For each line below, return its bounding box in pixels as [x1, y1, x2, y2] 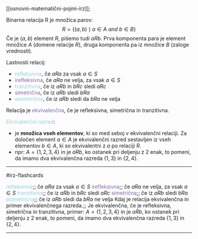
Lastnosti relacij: [6, 59, 46, 66]
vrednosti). [6, 47, 32, 54]
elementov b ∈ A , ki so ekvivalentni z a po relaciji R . [14, 142, 141, 149]
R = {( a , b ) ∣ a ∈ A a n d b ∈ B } [62, 26, 136, 32]
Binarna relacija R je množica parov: [6, 17, 93, 23]
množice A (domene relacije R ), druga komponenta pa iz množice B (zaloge [6, 41, 190, 48]
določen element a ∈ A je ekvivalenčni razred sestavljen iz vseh [14, 136, 171, 143]
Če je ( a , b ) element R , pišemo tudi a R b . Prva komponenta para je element [6, 35, 186, 42]
